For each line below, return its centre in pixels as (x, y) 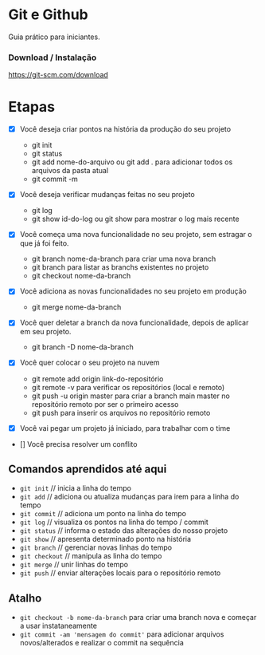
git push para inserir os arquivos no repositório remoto (121, 412)
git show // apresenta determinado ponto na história (105, 539)
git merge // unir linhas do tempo (74, 565)
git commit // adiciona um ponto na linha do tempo (103, 514)
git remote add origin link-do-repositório (97, 379)
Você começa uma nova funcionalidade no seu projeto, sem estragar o (136, 235)
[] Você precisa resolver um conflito (78, 444)
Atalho (25, 598)
